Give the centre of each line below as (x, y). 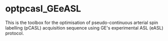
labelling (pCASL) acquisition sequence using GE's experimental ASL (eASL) (85, 27)
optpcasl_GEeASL (43, 9)
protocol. (15, 33)
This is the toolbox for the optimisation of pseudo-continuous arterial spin (82, 22)
